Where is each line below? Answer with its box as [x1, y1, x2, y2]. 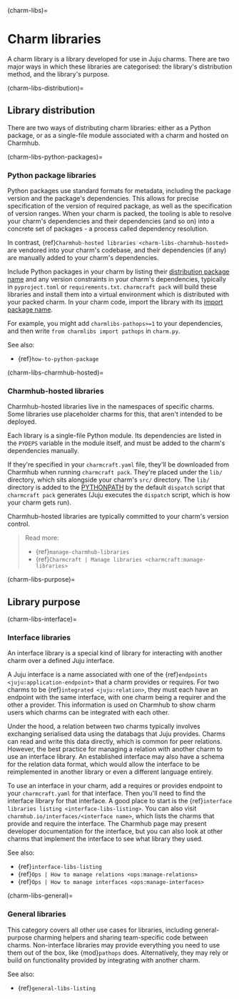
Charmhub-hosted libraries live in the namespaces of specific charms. [7, 402, 215, 411]
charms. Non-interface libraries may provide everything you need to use [7, 940, 220, 949]
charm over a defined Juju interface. [7, 657, 115, 665]
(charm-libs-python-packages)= [7, 152, 103, 161]
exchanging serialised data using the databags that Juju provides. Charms [7, 730, 226, 738]
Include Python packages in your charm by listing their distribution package [7, 267, 230, 276]
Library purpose [7, 596, 81, 608]
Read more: [24, 534, 59, 542]
